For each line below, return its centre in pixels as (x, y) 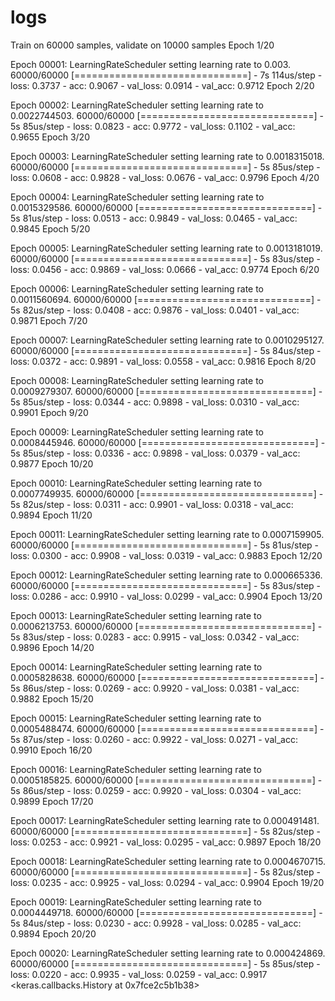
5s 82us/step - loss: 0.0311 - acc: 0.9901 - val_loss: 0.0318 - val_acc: (152, 504)
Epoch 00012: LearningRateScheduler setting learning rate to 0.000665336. (166, 575)
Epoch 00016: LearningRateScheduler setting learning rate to (136, 769)
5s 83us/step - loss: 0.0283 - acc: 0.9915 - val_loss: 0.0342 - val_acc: (155, 637)
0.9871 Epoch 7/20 (49, 320)
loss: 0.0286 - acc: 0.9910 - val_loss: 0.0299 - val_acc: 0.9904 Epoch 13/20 (166, 596)
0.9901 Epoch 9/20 (49, 412)
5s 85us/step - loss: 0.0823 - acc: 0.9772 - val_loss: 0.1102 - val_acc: (153, 126)
